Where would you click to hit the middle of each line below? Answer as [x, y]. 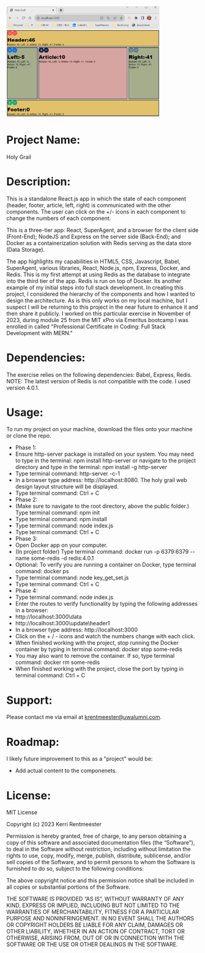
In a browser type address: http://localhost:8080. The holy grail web [101, 480]
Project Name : [43, 140]
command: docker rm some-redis [57, 662]
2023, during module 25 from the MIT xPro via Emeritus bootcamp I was [97, 320]
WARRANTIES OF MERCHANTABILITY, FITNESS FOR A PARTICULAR [93, 912]
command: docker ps [42, 571]
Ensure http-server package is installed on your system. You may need [104, 454]
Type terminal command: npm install [61, 519]
